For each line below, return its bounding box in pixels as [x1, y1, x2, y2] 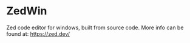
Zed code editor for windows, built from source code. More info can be [6, 24, 184, 31]
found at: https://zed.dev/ [6, 30, 70, 37]
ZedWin [6, 4, 47, 18]
